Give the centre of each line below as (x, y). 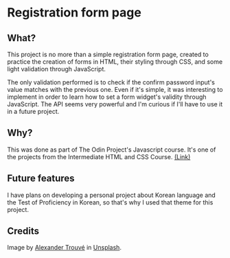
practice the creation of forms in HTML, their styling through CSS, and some (115, 62)
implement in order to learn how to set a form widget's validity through (107, 97)
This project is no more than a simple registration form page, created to (108, 54)
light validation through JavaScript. (57, 69)
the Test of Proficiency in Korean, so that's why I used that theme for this (110, 202)
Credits (23, 231)
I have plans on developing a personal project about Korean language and (112, 195)
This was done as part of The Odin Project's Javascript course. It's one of (112, 150)
